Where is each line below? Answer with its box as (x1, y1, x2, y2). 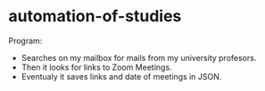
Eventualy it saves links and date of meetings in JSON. (21, 71, 222, 81)
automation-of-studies (8, 6, 182, 27)
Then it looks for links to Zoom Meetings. (21, 62, 172, 72)
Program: (8, 35, 43, 46)
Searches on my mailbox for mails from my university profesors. (21, 52, 257, 63)
